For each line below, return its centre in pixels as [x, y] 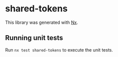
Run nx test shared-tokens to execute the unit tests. [59, 50]
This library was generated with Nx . [42, 22]
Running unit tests [34, 38]
